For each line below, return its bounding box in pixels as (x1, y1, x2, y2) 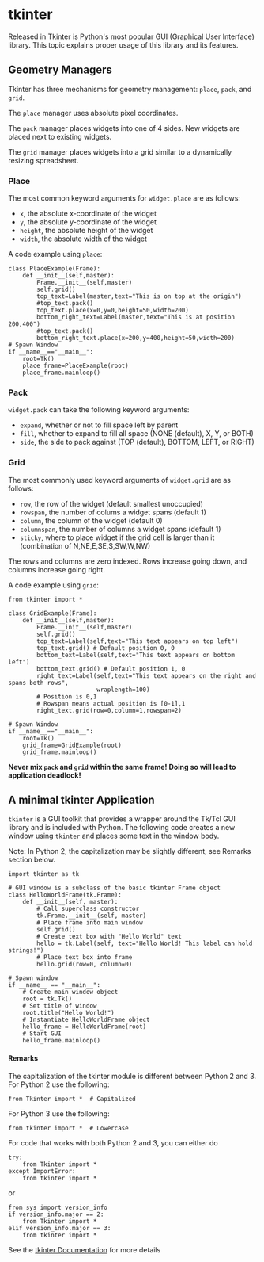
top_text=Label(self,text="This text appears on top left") (36, 637, 239, 645)
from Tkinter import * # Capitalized (8, 1095, 136, 1103)
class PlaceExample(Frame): (8, 265, 101, 273)
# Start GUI (22, 1030, 62, 1038)
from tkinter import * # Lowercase (8, 1124, 129, 1132)
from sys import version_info (8, 1203, 108, 1211)
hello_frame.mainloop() (22, 1037, 101, 1045)
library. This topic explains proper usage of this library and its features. (8, 40, 239, 49)
